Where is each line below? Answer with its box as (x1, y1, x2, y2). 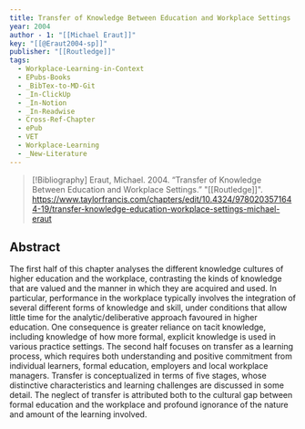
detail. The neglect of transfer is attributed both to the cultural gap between (9, 390, 293, 401)
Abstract (9, 239, 61, 256)
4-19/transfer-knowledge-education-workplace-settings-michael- (31, 203, 280, 214)
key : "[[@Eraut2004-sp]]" (9, 38, 107, 48)
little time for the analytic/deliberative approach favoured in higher (9, 312, 258, 323)
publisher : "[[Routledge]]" (9, 47, 117, 57)
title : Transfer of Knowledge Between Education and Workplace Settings (9, 13, 291, 23)
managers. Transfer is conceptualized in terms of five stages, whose (9, 371, 267, 382)
